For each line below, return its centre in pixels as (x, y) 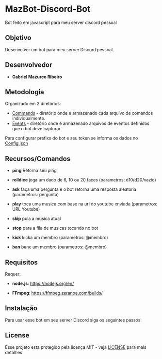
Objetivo (18, 38)
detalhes (14, 352)
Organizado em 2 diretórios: (33, 104)
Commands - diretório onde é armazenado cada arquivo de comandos (82, 113)
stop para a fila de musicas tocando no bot (55, 228)
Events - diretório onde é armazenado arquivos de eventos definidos (81, 123)
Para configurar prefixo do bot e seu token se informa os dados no (72, 138)
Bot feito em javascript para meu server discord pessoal (61, 22)
